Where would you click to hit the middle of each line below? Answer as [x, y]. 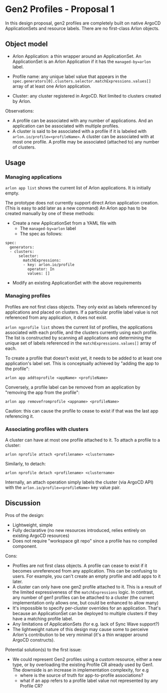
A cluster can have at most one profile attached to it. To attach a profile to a [83, 440]
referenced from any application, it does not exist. [56, 317]
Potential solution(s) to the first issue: [44, 649]
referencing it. [19, 416]
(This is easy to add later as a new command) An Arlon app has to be [76, 208]
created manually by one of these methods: [50, 213]
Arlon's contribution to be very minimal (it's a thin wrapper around [80, 634]
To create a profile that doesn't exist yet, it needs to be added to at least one [83, 358]
